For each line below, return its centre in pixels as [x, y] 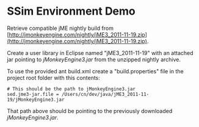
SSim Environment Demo [71, 11]
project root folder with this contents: [53, 78]
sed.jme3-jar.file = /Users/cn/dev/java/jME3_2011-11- [78, 94]
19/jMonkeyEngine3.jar [36, 100]
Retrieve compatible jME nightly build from [60, 28]
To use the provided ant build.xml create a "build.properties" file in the [95, 71]
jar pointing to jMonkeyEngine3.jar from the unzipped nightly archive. [94, 59]
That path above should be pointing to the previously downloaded [90, 111]
